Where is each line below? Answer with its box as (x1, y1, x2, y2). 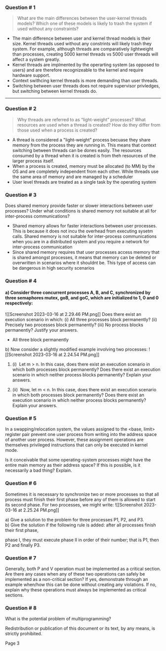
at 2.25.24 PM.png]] (18, 507, 59, 513)
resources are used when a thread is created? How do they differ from (17, 122, 161, 128)
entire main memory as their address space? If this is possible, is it (5, 462, 141, 468)
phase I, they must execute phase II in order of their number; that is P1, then (5, 537, 159, 543)
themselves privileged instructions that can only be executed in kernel (5, 442, 148, 448)
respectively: (5, 300, 33, 306)
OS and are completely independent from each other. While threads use (12, 168, 159, 174)
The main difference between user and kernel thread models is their (12, 35, 151, 41)
